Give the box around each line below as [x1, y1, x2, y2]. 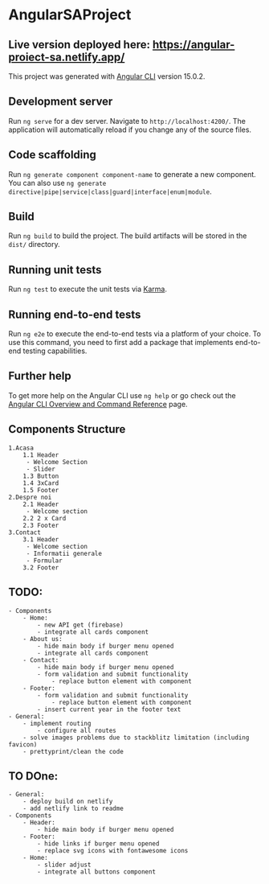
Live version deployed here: [8, 38, 151, 51]
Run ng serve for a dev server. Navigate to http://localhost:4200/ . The [8, 116, 247, 125]
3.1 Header [22, 535, 59, 544]
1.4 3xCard [22, 479, 59, 487]
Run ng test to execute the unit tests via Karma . [8, 284, 167, 294]
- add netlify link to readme [22, 804, 124, 813]
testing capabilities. [22, 346, 88, 356]
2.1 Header [22, 500, 59, 508]
